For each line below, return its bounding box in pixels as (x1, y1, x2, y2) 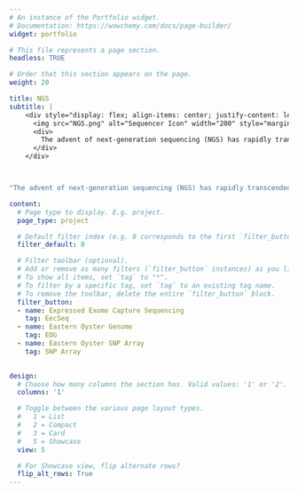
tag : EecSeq (25, 314, 69, 323)
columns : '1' (17, 388, 66, 397)
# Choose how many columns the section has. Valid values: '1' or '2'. (17, 379, 288, 389)
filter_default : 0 (17, 241, 86, 250)
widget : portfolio (9, 29, 77, 38)
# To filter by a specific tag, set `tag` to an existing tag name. (17, 281, 276, 290)
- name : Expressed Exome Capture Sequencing (17, 306, 184, 315)
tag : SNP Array (25, 347, 82, 356)
